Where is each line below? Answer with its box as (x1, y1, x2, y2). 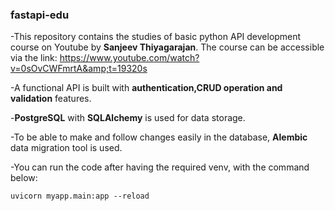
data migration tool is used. (10, 142, 123, 154)
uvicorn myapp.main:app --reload (10, 191, 150, 202)
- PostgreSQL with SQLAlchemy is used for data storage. (10, 112, 246, 124)
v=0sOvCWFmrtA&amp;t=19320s (10, 63, 148, 75)
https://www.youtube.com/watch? (59, 52, 200, 64)
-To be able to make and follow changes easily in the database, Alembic (10, 131, 308, 143)
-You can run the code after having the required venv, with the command (10, 161, 310, 173)
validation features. (10, 93, 92, 105)
